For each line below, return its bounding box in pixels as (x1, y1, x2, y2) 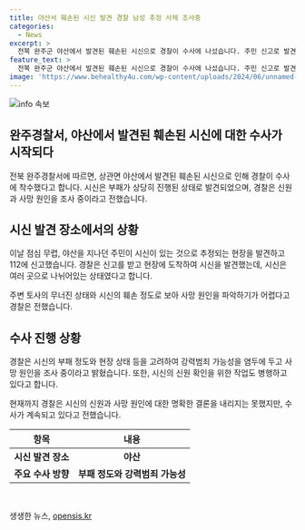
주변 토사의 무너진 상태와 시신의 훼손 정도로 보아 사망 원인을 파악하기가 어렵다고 (9, 290, 290, 300)
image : (9, 73, 34, 82)
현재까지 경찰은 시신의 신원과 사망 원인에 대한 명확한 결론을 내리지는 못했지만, (9, 398, 283, 409)
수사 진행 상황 (9, 330, 82, 346)
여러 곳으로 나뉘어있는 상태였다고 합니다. (9, 270, 152, 281)
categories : (9, 22, 54, 31)
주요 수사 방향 (14, 468, 70, 481)
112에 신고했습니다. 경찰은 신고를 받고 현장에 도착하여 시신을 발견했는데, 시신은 (9, 260, 288, 270)
